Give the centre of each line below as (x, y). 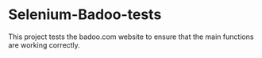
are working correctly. (44, 44)
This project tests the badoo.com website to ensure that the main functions (131, 37)
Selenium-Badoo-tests (85, 15)
